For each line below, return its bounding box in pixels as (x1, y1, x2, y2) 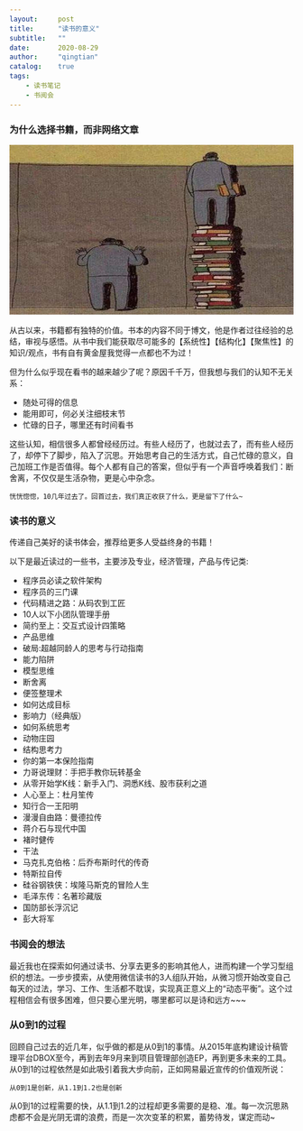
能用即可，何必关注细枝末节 (22, 408, 126, 418)
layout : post (9, 14, 75, 23)
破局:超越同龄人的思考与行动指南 (22, 643, 144, 654)
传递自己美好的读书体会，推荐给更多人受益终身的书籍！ (9, 537, 215, 547)
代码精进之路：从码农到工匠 (22, 598, 126, 609)
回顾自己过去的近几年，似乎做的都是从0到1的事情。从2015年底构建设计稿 (9, 1041, 280, 1052)
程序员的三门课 (22, 586, 78, 597)
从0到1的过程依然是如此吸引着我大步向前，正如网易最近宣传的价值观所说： (9, 1063, 287, 1074)
